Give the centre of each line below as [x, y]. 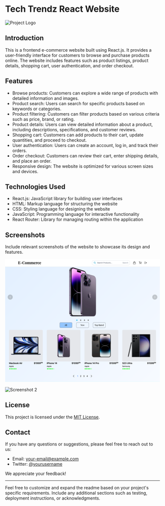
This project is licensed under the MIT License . [53, 417]
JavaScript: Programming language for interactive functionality [76, 214]
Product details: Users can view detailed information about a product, [82, 124]
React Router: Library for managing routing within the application [78, 219]
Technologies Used [35, 187]
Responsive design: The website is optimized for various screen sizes [83, 166]
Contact [18, 432]
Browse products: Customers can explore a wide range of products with [85, 93]
